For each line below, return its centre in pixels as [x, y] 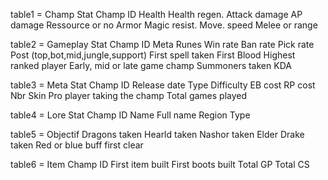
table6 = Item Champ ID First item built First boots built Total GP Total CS [160, 164]
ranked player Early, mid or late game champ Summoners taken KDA [151, 65]
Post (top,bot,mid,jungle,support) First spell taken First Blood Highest [153, 55]
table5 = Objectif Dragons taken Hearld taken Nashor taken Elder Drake [157, 134]
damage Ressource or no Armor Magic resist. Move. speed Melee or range [164, 25]
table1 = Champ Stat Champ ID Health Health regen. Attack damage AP [156, 14]
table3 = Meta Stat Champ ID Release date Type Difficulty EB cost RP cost [163, 85]
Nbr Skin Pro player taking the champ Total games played [129, 95]
